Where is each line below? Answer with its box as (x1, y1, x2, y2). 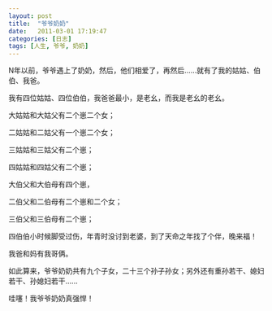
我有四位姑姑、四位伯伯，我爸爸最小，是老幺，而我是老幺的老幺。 (8, 93, 229, 103)
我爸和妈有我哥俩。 (8, 249, 73, 259)
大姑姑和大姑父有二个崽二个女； (8, 111, 115, 120)
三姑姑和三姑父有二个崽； (8, 145, 94, 155)
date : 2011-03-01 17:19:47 (8, 27, 107, 35)
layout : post (8, 11, 53, 20)
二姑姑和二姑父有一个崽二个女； (8, 128, 115, 138)
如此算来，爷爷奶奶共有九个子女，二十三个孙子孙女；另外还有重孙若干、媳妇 (8, 266, 265, 276)
